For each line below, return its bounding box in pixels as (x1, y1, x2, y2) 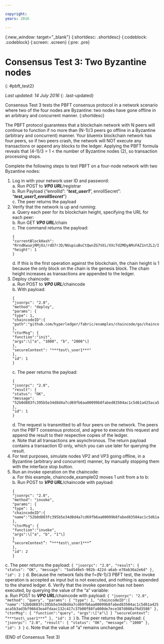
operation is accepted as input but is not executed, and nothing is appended (5, 577, 159, 583)
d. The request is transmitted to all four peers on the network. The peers (12, 422, 158, 428)
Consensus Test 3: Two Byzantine (5, 56, 147, 67)
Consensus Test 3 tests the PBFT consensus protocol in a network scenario (5, 102, 158, 108)
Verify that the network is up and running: (12, 204, 96, 210)
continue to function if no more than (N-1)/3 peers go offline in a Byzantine (5, 128, 156, 133)
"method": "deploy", (12, 305, 54, 310)
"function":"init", (12, 335, 52, 340)
